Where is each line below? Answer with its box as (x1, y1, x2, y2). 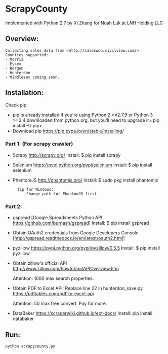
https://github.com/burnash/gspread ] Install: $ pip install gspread (12, 220, 149, 226)
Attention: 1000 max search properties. (12, 275, 94, 281)
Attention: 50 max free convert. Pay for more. (12, 300, 107, 307)
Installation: (5, 88, 44, 97)
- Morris (5, 57, 24, 62)
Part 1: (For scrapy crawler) (5, 140, 73, 148)
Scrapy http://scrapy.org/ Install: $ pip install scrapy (12, 152, 121, 158)
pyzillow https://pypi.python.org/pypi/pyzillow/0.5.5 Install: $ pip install (12, 245, 160, 251)
